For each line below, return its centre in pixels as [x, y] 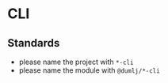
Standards [34, 43]
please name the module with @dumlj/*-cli [89, 70]
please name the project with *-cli [76, 62]
